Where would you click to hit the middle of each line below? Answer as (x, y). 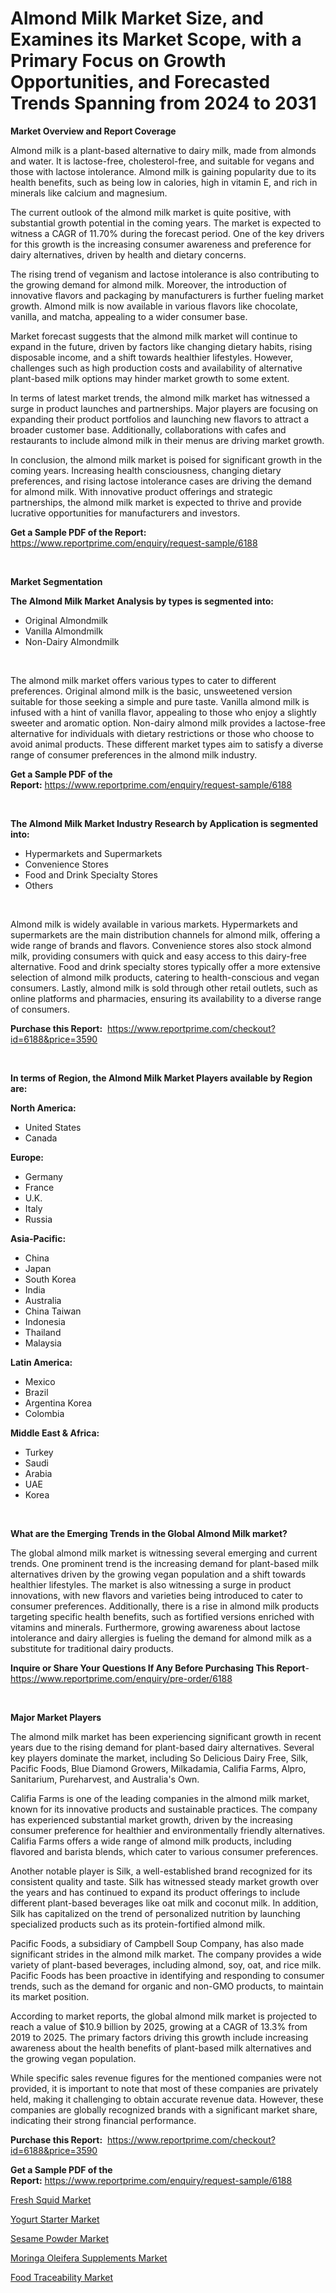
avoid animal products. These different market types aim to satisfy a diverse (167, 744)
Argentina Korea (58, 1403)
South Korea (50, 1279)
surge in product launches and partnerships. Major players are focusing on (164, 408)
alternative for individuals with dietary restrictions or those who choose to (162, 733)
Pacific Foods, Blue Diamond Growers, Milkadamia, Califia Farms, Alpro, (158, 1768)
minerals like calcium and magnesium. (89, 193)
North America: (43, 1108)
